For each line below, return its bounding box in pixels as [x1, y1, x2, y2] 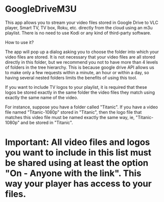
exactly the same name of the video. [5, 94, 79, 101]
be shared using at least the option [5, 158, 149, 169]
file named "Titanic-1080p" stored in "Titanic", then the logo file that [5, 109, 142, 115]
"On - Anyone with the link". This [5, 168, 142, 179]
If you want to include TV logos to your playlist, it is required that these [5, 84, 147, 90]
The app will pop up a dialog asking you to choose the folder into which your [5, 49, 159, 55]
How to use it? [5, 39, 34, 45]
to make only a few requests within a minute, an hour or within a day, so [5, 69, 149, 75]
